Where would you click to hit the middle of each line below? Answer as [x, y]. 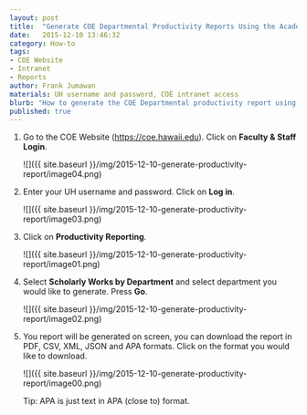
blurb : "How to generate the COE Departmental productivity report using [153, 103]
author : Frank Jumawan [53, 86]
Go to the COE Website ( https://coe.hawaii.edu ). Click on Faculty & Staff [159, 137]
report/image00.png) [62, 383]
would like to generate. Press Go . [85, 292]
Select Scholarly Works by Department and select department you [149, 282]
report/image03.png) [62, 219]
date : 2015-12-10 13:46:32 [65, 35]
